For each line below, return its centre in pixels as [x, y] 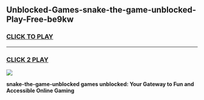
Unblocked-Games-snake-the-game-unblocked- [101, 10]
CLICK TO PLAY [30, 37]
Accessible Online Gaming [40, 90]
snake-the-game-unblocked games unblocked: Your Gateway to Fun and [100, 84]
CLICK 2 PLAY [27, 59]
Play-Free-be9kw [40, 20]
